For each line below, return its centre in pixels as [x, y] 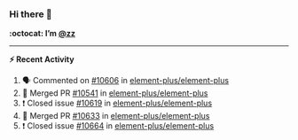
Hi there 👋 [31, 14]
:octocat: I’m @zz [42, 34]
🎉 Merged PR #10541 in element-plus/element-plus [115, 93]
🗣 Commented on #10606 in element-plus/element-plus [125, 81]
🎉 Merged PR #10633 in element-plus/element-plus [116, 116]
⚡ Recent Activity [42, 59]
